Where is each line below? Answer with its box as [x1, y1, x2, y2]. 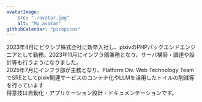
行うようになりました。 [22, 59, 81, 66]
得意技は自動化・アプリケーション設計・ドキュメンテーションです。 [6, 89, 178, 97]
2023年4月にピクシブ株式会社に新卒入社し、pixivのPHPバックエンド [6, 43, 180, 51]
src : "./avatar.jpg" [17, 15, 70, 21]
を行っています [6, 82, 44, 89]
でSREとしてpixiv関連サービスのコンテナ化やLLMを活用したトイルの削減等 [6, 74, 195, 81]
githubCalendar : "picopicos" [6, 26, 81, 32]
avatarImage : [6, 9, 40, 15]
